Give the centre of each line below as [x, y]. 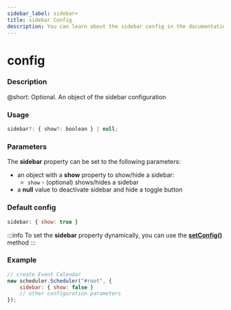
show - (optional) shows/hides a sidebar [83, 183]
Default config [32, 207]
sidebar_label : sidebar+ [43, 13]
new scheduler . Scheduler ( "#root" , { [59, 281]
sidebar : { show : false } [57, 287]
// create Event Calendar [44, 274]
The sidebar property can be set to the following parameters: [94, 162]
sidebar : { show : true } [43, 222]
